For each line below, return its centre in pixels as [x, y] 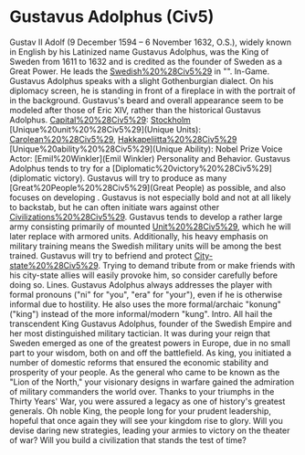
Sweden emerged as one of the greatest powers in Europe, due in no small [150, 343]
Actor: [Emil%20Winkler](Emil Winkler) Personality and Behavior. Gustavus [150, 158]
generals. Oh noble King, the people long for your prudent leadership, [141, 411]
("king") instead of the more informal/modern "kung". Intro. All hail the [141, 313]
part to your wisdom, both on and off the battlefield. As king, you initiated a [151, 353]
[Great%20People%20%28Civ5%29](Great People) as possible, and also [147, 187]
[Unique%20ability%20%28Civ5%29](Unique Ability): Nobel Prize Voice [146, 149]
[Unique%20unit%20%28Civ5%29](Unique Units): [105, 129]
